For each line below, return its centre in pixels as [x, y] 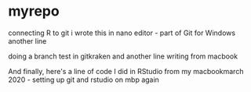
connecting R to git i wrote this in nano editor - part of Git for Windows [122, 33]
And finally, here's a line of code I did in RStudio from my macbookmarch [126, 71]
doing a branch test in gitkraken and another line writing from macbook [123, 56]
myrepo [34, 11]
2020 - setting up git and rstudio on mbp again [84, 80]
